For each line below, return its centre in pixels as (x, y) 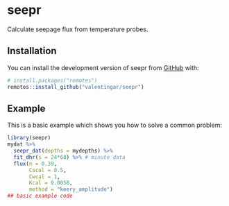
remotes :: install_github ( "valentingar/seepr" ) (76, 87)
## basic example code (40, 196)
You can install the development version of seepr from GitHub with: (103, 67)
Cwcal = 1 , (44, 177)
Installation (32, 51)
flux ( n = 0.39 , (35, 164)
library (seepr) (29, 138)
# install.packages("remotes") (52, 80)
